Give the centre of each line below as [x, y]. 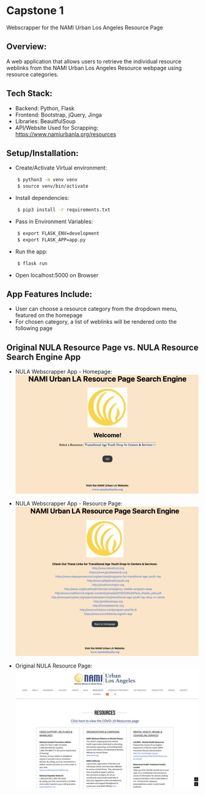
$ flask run [32, 263]
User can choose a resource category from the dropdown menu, [96, 309]
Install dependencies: [42, 198]
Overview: [27, 47]
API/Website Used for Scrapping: [57, 127]
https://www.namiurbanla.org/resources [66, 134]
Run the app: [31, 251]
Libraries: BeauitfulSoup [45, 121]
